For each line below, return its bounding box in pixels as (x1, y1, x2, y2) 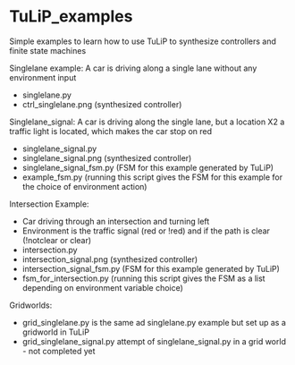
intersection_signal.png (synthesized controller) (21, 253, 198, 265)
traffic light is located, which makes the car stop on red (9, 125, 213, 136)
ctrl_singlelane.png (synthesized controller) (21, 98, 182, 109)
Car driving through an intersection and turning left (21, 216, 210, 226)
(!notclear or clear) (21, 234, 92, 245)
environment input (9, 72, 77, 82)
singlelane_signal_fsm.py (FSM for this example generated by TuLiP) (21, 162, 274, 173)
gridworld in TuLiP (21, 327, 89, 337)
